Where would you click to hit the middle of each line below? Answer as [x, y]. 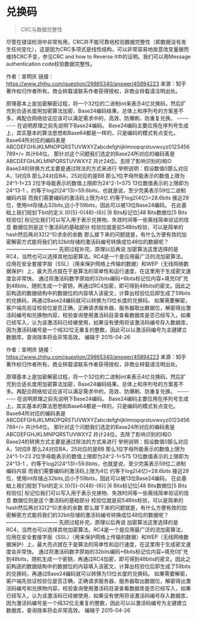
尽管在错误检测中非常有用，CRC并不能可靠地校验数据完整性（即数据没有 [94, 42]
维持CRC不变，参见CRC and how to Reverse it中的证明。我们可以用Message [98, 56]
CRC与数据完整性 [41, 29]
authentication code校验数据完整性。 [51, 64]
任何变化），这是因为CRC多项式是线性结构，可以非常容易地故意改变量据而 [100, 49]
